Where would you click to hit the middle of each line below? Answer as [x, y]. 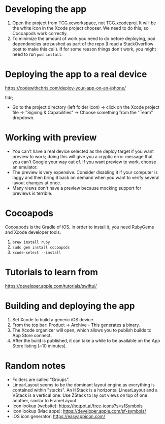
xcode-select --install [37, 253]
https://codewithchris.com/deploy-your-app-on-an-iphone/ [66, 88]
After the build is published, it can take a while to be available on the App [86, 340]
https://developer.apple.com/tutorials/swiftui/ [51, 286]
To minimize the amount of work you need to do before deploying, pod [84, 39]
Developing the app [46, 9]
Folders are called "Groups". [41, 380]
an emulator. [25, 167]
